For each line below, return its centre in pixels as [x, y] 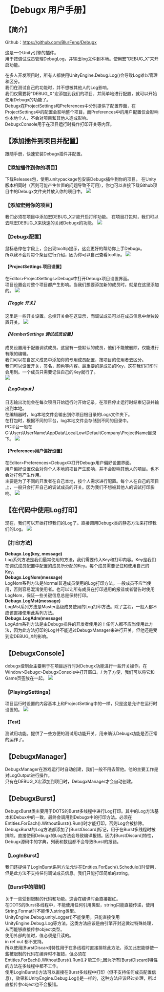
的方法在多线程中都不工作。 [33, 966]
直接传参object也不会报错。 [33, 984]
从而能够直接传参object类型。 [35, 929]
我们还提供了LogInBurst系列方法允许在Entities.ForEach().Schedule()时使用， [82, 867]
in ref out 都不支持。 [26, 941]
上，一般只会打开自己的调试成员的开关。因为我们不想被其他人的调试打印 [78, 487]
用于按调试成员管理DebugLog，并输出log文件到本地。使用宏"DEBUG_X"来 [80, 59]
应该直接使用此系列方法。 [31, 613]
